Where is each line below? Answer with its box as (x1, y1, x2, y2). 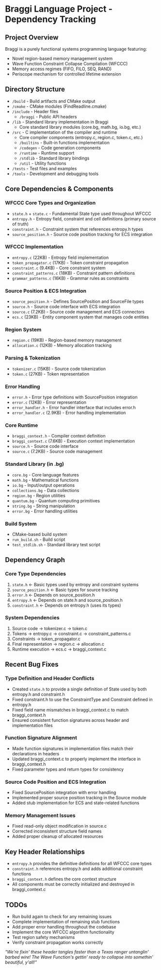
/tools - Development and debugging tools (12, 171, 98, 177)
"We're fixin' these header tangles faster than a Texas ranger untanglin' (5, 949, 149, 955)
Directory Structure (5, 85, 65, 94)
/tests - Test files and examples (12, 165, 77, 171)
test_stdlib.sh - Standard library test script (12, 541, 100, 547)
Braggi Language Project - (5, 3, 113, 15)
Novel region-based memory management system (12, 56, 113, 61)
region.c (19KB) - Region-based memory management (12, 337, 122, 343)
